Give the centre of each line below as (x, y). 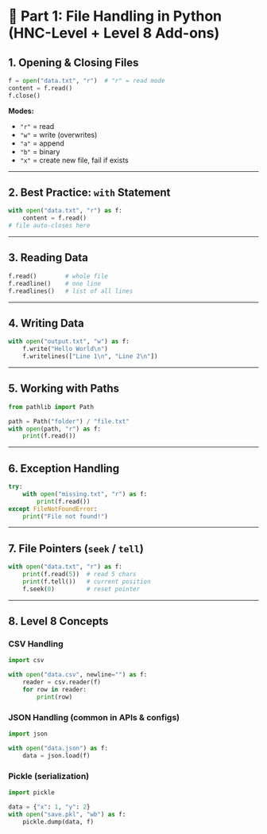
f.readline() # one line (55, 283)
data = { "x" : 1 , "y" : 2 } (49, 807)
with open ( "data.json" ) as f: (58, 748)
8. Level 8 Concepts (58, 621)
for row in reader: (55, 690)
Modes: (21, 111)
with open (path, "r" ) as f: (55, 429)
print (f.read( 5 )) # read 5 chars (79, 575)
